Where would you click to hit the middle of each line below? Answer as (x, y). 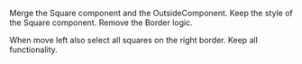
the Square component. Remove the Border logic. (101, 23)
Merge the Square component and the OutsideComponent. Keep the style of (151, 13)
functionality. (34, 50)
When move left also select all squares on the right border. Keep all (134, 40)
